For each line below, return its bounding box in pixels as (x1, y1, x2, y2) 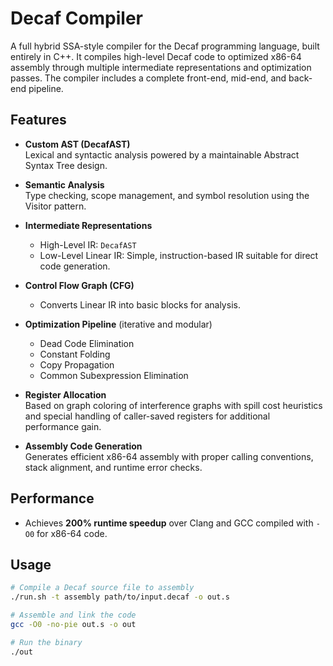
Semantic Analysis (24, 178, 105, 191)
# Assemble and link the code (10, 610, 137, 621)
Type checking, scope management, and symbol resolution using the (24, 189, 310, 201)
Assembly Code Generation (24, 440, 143, 452)
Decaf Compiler (10, 7, 144, 30)
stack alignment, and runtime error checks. (24, 461, 203, 473)
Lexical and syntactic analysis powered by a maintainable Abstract (24, 148, 300, 161)
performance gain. (24, 420, 102, 432)
